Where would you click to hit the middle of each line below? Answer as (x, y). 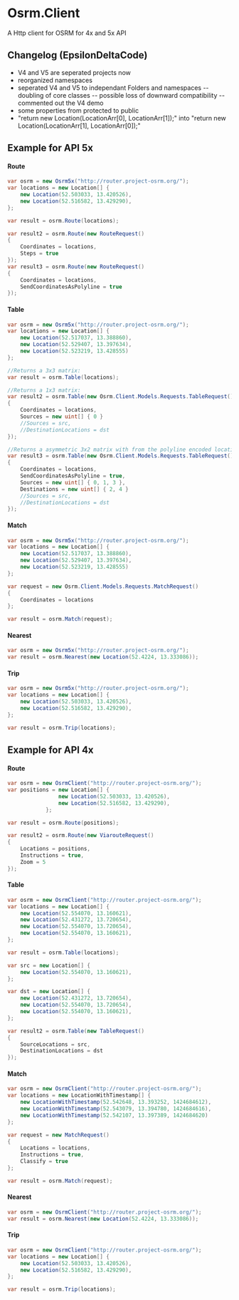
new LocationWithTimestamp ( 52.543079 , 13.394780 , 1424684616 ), (116, 1109)
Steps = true (39, 254)
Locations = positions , (55, 849)
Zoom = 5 (33, 862)
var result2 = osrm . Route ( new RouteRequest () (76, 233)
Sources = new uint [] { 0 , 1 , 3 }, (73, 482)
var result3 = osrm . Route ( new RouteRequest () (76, 266)
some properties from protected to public (78, 110)
